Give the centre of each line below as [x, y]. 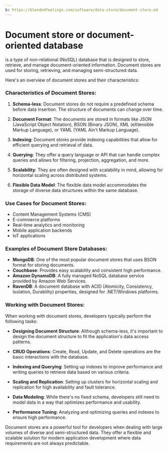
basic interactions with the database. [51, 357]
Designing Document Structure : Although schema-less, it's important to [88, 331]
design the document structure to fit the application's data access [80, 336]
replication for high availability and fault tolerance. [64, 387]
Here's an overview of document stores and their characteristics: [72, 80]
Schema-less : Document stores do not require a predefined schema [83, 104]
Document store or [45, 35]
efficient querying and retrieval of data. [53, 145]
